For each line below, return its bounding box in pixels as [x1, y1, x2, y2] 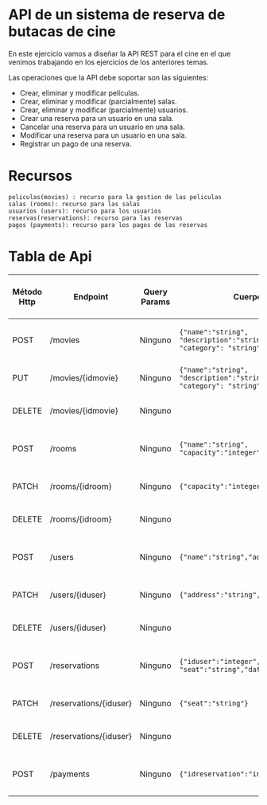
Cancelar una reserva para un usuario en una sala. [19, 122, 185, 131]
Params [141, 296, 171, 307]
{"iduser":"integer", [179, 657, 261, 666]
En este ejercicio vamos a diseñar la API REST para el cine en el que [8, 49, 231, 58]
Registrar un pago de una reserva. [19, 139, 132, 148]
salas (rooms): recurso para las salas [8, 200, 141, 208]
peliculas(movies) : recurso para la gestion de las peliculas [8, 193, 222, 201]
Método [12, 286, 42, 297]
